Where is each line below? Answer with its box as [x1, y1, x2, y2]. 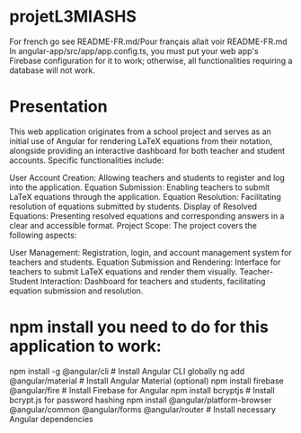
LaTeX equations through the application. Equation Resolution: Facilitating [9, 191, 281, 202]
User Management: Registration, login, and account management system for [9, 247, 292, 257]
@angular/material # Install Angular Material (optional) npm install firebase [9, 375, 285, 386]
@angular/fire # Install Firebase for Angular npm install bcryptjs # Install [9, 384, 276, 395]
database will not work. [9, 65, 96, 76]
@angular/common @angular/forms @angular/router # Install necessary [9, 403, 277, 415]
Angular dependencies [9, 413, 93, 424]
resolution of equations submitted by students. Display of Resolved [9, 201, 258, 212]
